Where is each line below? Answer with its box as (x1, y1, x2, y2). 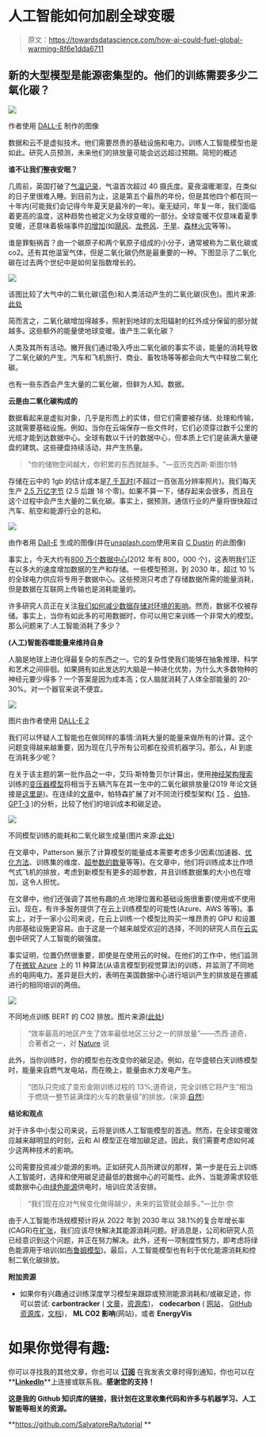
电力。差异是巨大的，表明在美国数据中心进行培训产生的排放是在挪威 (35, 970, 258, 979)
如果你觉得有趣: (8, 1339, 111, 1357)
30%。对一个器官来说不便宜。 (8, 684, 108, 694)
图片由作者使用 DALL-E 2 (8, 716, 89, 725)
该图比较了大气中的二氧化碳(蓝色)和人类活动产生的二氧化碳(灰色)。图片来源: (8, 289, 256, 298)
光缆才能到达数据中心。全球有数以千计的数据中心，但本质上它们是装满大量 (8, 432, 251, 442)
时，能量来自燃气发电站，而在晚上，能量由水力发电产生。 (8, 1065, 196, 1074)
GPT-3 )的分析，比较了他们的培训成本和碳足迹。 (8, 799, 166, 808)
